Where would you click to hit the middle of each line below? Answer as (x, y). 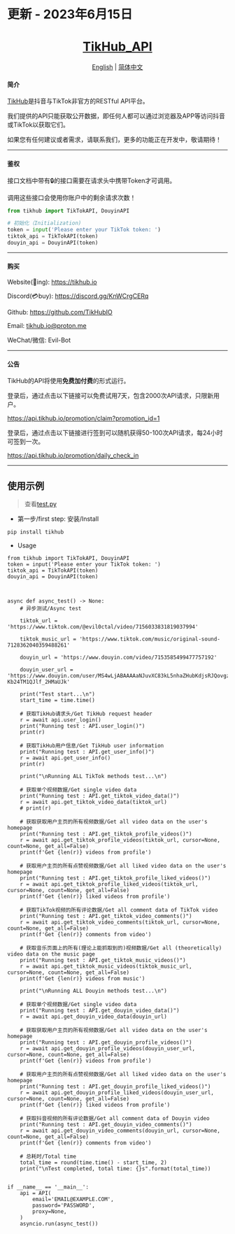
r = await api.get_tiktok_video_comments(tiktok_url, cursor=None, (120, 922)
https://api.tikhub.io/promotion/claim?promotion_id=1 (84, 418)
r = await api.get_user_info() (65, 758)
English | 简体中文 (117, 67)
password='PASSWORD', (64, 1205)
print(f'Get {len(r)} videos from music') (83, 979)
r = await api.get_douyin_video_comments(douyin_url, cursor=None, (120, 1131)
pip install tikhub (36, 532)
